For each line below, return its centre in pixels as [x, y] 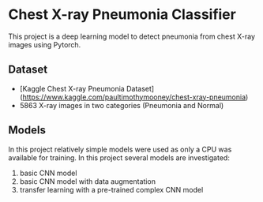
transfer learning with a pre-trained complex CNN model [111, 189]
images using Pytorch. [45, 44]
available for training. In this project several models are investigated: [119, 157]
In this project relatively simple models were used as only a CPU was [120, 149]
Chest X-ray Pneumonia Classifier [122, 15]
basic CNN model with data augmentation [88, 181]
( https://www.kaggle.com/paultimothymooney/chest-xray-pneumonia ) [134, 97]
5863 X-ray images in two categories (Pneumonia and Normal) [122, 105]
